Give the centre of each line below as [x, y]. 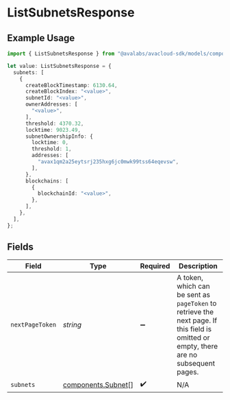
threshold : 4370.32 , [54, 123]
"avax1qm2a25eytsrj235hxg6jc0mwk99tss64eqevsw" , [108, 162]
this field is [194, 329]
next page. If [197, 320]
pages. [188, 372]
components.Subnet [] [98, 384]
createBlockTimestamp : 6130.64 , [71, 85]
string [72, 325]
